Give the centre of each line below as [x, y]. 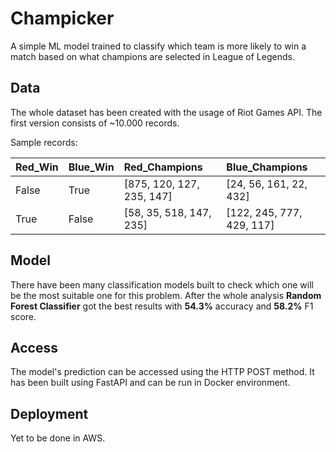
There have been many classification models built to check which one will [162, 284]
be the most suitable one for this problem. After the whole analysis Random [166, 295]
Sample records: [44, 142]
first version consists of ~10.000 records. [95, 123]
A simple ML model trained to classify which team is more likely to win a [158, 46]
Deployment [49, 413]
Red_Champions [163, 167]
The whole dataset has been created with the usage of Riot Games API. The [166, 112]
